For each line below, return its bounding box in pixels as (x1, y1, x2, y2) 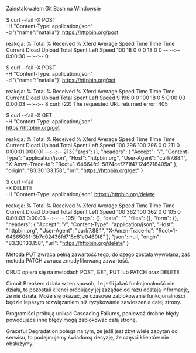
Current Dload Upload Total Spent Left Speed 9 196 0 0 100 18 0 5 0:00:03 (6, 94, 185, 101)
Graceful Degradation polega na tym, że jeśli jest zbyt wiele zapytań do (6, 328, 178, 334)
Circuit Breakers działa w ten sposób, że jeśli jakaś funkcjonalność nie (6, 280, 175, 287)
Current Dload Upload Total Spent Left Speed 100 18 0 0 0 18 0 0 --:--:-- (6, 46, 181, 53)
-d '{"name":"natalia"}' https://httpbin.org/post (6, 29, 119, 36)
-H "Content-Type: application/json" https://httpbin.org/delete (6, 191, 155, 197)
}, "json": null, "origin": (106, 233, 161, 240)
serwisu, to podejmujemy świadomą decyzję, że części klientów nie (6, 334, 169, 341)
